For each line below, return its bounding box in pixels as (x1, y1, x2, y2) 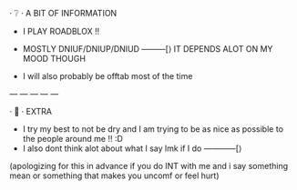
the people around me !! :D (22, 134, 123, 144)
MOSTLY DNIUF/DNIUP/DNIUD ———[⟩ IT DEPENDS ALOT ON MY (22, 44, 273, 54)
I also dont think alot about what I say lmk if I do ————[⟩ (22, 143, 242, 154)
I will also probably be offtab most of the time (22, 71, 193, 81)
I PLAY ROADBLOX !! (22, 26, 100, 36)
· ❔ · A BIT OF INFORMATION (9, 8, 118, 18)
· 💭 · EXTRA (9, 106, 53, 116)
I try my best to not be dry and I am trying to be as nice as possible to (22, 124, 284, 135)
